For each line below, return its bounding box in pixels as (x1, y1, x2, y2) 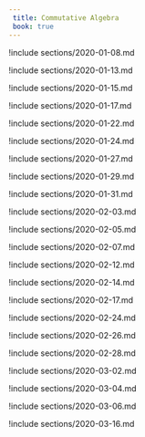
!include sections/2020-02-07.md (8, 241, 136, 252)
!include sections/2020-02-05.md (8, 224, 137, 234)
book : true (12, 22, 54, 31)
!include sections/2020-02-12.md (8, 259, 135, 270)
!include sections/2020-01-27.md (8, 152, 133, 164)
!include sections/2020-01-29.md (8, 171, 135, 182)
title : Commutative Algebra (12, 13, 119, 23)
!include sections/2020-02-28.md (8, 348, 136, 359)
